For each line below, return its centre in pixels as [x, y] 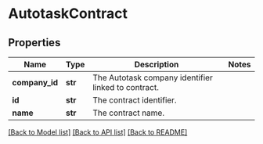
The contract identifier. [135, 100]
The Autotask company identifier [153, 77]
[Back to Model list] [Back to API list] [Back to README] [98, 132]
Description [157, 65]
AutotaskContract [68, 14]
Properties [34, 43]
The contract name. [129, 113]
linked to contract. [126, 87]
